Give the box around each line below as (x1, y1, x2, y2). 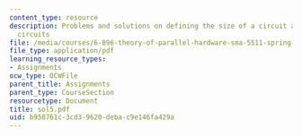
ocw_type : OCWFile (9, 72, 78, 81)
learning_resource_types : (9, 55, 106, 64)
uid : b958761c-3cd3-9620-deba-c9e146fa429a (9, 113, 175, 122)
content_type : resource (9, 13, 99, 22)
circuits (17, 30, 50, 38)
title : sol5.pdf (9, 105, 70, 114)
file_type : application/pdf (9, 47, 115, 55)
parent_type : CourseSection (9, 88, 115, 97)
